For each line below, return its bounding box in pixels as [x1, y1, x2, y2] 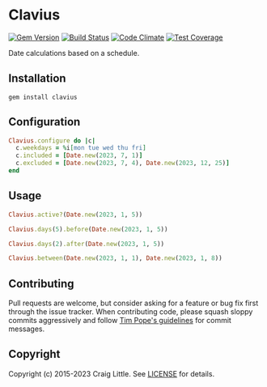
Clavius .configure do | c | [8, 136, 95, 145]
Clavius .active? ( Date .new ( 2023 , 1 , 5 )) [8, 211, 143, 219]
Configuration [8, 115, 81, 129]
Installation [8, 71, 66, 86]
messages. [8, 324, 45, 334]
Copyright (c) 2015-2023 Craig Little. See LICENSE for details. [8, 368, 215, 378]
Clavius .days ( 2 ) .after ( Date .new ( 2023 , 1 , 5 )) [8, 240, 164, 248]
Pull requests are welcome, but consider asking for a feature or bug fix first [8, 298, 259, 308]
